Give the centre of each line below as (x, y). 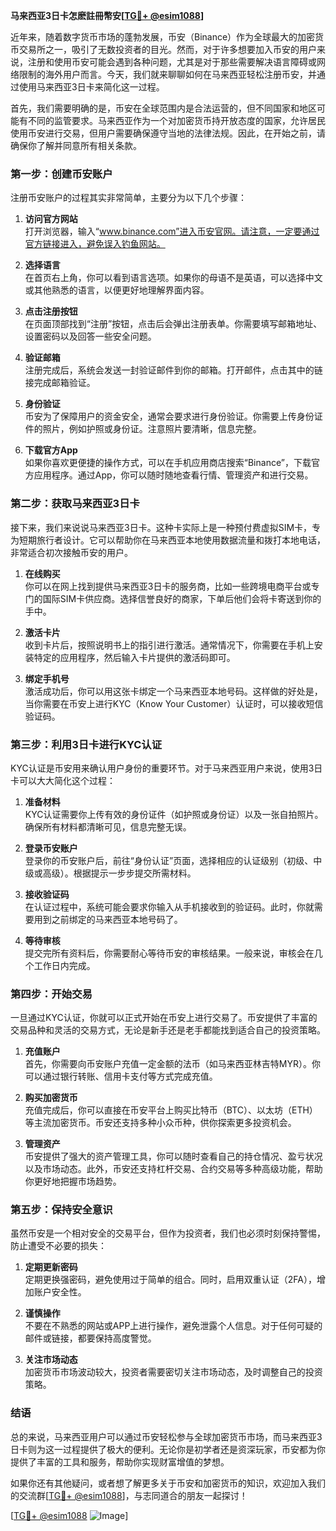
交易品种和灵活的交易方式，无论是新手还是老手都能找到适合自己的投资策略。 (168, 1030)
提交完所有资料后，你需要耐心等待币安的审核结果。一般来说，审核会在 (169, 953)
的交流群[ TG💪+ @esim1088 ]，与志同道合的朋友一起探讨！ (129, 1495)
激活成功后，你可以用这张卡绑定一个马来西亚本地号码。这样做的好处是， (173, 691)
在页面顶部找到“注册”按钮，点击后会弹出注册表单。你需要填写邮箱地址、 (173, 324)
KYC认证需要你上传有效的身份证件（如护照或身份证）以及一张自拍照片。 (174, 814)
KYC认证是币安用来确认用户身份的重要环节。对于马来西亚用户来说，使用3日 (166, 768)
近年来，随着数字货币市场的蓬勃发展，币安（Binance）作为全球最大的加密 (163, 37)
